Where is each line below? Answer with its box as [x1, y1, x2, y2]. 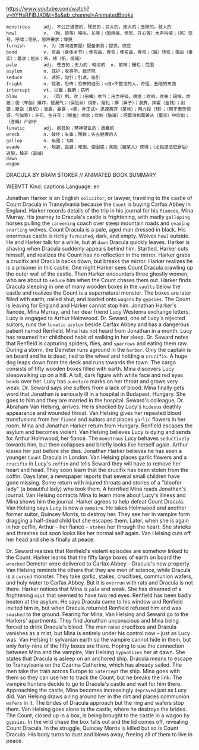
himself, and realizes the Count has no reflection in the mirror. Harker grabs [6, 251, 191, 258]
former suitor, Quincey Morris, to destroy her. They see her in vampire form [6, 511, 190, 517]
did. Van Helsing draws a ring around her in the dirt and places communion [6, 693, 189, 700]
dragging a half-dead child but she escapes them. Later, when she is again [6, 517, 189, 524]
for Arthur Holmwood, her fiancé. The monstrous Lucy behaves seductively [6, 435, 190, 442]
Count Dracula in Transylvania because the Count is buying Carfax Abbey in [6, 201, 191, 208]
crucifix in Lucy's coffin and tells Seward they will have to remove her [6, 460, 181, 467]
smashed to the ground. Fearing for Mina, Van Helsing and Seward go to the [6, 611, 189, 618]
